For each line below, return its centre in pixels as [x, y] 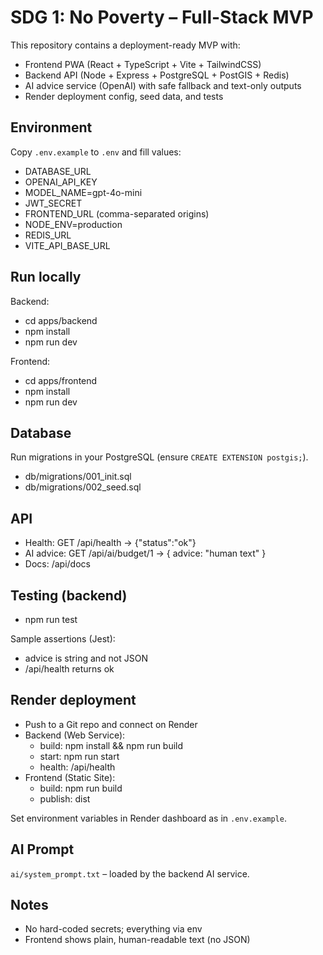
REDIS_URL [48, 235]
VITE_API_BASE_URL [67, 245]
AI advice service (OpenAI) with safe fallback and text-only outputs [163, 85]
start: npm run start [79, 756]
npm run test [51, 619]
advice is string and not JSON [86, 658]
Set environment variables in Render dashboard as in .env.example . [148, 818]
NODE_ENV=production [73, 224]
